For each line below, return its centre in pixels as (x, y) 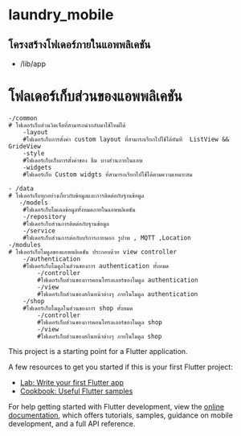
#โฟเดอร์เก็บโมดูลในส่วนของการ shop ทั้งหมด (78, 308)
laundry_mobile (61, 15)
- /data (21, 188)
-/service (39, 231)
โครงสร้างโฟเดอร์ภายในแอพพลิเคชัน (80, 45)
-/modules (25, 245)
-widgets (37, 167)
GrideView (25, 146)
